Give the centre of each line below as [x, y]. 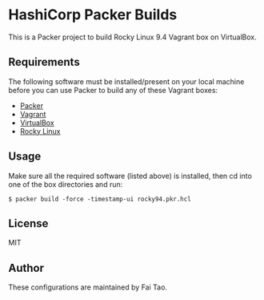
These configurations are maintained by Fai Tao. [88, 287]
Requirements [44, 62]
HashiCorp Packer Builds [93, 15]
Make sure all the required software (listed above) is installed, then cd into [130, 176]
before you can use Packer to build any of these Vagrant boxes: [113, 90]
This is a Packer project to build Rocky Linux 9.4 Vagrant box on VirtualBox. [133, 37]
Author [26, 268]
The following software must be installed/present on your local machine [126, 81]
